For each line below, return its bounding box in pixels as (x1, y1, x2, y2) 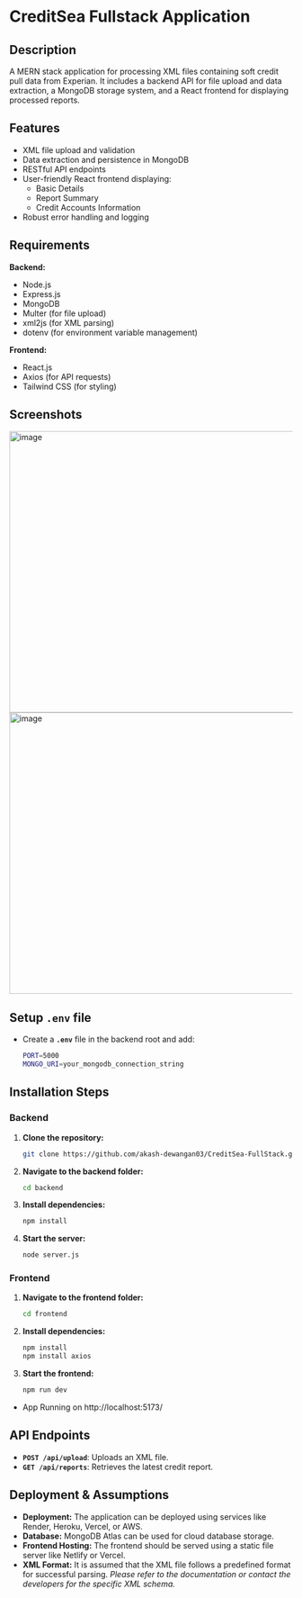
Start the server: (22, 1233, 86, 1244)
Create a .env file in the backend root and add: (22, 1034, 195, 1045)
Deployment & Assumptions (9, 1487, 169, 1503)
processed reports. (9, 95, 81, 105)
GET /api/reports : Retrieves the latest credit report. (22, 1461, 214, 1472)
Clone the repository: (22, 1132, 104, 1142)
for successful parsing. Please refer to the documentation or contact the (22, 1568, 291, 1579)
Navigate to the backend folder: (22, 1166, 144, 1177)
